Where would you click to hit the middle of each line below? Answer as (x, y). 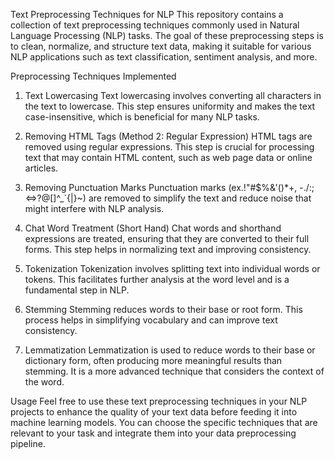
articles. (41, 168)
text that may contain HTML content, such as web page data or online (168, 157)
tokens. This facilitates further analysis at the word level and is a (157, 279)
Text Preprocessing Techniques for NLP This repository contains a (147, 14)
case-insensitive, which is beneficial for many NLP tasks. (142, 117)
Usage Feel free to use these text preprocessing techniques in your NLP (159, 401)
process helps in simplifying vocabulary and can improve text (151, 320)
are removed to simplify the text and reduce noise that (200, 198)
